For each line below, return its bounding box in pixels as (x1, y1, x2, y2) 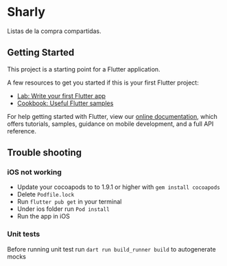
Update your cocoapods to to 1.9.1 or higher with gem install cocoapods (16, 183, 221, 191)
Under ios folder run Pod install (16, 205, 110, 213)
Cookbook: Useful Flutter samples (16, 99, 114, 107)
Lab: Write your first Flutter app (16, 91, 106, 100)
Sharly (7, 4, 46, 20)
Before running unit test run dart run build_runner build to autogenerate (7, 245, 216, 253)
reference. (7, 126, 36, 135)
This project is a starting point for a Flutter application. (7, 65, 160, 73)
